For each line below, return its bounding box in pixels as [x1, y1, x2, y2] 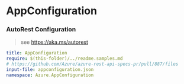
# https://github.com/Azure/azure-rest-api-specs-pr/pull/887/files [6, 61, 179, 67]
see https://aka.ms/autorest [20, 38, 89, 46]
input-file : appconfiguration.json [6, 67, 94, 73]
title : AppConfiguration [6, 50, 67, 56]
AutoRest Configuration [6, 25, 76, 34]
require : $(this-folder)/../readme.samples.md [6, 56, 123, 62]
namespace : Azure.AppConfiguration [6, 72, 94, 78]
